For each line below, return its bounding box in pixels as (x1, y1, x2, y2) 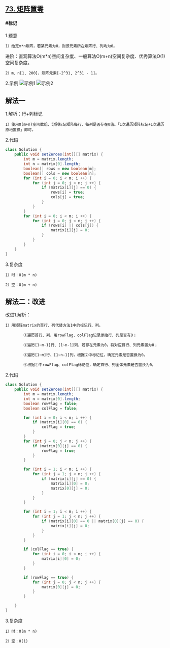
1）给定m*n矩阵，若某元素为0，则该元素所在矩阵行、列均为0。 (5, 43, 118, 48)
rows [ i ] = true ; (50, 190, 85, 195)
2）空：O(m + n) (5, 282, 38, 287)
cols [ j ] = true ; (50, 195, 85, 200)
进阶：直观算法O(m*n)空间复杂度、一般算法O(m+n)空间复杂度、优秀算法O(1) (5, 53, 165, 59)
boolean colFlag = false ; (23, 406, 79, 411)
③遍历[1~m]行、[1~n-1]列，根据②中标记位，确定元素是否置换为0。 (23, 353, 148, 358)
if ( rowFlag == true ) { (23, 575, 74, 580)
